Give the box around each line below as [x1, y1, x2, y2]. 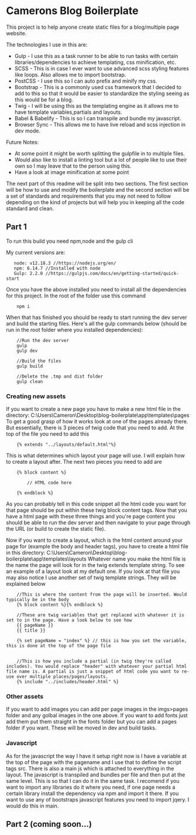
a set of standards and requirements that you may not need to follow [6, 192, 171, 199]
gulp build [16, 363, 43, 369]
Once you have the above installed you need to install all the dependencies [6, 286, 187, 293]
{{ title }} [16, 627, 46, 634]
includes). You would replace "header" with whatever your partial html [6, 664, 187, 670]
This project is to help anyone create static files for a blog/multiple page [6, 23, 180, 30]
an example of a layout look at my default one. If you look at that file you [6, 568, 180, 575]
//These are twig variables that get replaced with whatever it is [16, 612, 184, 618]
